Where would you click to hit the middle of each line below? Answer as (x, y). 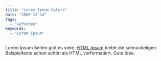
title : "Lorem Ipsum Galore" (36, 10)
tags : (11, 19)
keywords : (16, 29)
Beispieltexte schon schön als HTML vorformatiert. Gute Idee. (70, 53)
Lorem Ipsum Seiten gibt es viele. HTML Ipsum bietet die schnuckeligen (81, 48)
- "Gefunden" (24, 24)
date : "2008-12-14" (26, 15)
